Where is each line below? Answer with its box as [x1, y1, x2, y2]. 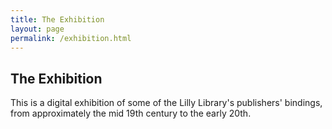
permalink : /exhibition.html [10, 33, 132, 43]
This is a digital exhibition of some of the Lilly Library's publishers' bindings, [10, 97, 323, 109]
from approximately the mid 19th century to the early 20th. [10, 107, 252, 120]
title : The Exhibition [10, 14, 105, 25]
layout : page [10, 24, 65, 34]
